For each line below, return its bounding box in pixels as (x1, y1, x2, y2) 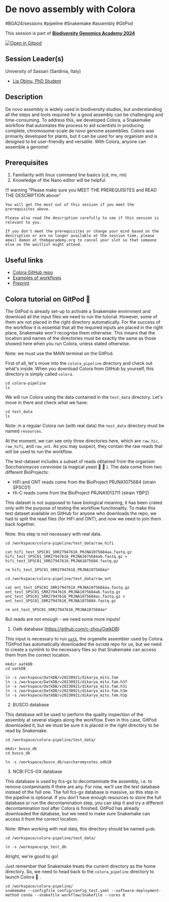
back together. (5, 521, 36, 527)
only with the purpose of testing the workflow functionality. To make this (5, 505, 156, 511)
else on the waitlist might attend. (5, 242, 82, 247)
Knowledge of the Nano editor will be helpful (12, 177, 106, 183)
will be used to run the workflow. (5, 448, 73, 455)
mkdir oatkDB (5, 662, 33, 667)
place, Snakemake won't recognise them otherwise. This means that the (5, 330, 155, 335)
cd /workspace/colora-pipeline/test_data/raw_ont (5, 576, 112, 581)
